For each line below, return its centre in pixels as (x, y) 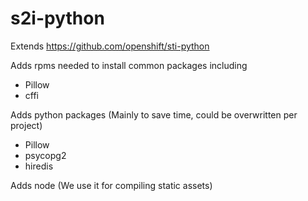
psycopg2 (45, 155)
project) (26, 125)
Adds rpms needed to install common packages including (129, 65)
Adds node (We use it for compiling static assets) (111, 185)
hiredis (39, 166)
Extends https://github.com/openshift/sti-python (110, 46)
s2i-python (57, 18)
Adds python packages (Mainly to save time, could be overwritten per (154, 114)
